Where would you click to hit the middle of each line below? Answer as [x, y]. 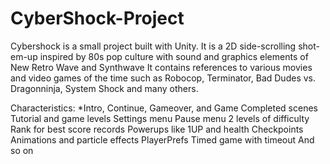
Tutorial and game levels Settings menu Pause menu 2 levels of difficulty [160, 118]
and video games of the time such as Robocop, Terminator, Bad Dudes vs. [163, 78]
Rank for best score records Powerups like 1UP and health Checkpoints [157, 129]
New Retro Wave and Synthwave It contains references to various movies [161, 67]
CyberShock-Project [97, 18]
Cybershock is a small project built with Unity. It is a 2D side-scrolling [153, 46]
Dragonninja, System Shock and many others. [104, 88]
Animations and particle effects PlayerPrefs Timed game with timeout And [162, 139]
